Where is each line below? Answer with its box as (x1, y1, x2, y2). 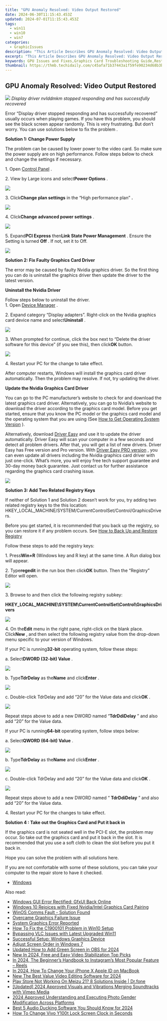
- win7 (9, 35, 23, 40)
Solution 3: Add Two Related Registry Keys (5, 487, 95, 493)
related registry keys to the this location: (5, 502, 88, 508)
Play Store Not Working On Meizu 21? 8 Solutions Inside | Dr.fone (12, 978, 146, 984)
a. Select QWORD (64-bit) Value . (5, 737, 74, 743)
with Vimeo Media (12, 989, 50, 995)
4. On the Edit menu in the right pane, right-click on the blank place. (5, 625, 143, 632)
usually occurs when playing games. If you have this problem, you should (5, 115, 156, 121)
